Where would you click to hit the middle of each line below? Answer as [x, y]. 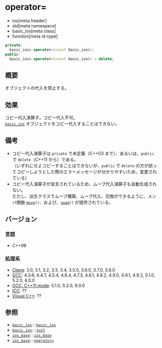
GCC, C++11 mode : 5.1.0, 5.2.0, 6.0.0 [48, 285]
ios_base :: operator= [33, 341]
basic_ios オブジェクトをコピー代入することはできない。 [63, 124]
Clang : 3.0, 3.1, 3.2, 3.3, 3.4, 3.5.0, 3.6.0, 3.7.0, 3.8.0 [63, 270]
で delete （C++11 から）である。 [45, 159]
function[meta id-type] [35, 36]
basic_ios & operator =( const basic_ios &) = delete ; [62, 59]
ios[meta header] [29, 21]
